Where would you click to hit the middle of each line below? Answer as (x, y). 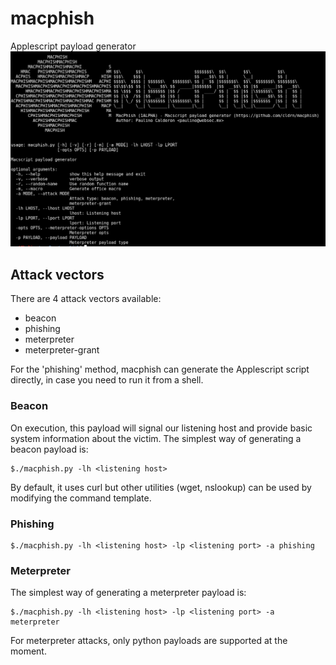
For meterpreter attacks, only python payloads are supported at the (149, 641)
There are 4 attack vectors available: (86, 299)
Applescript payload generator (73, 46)
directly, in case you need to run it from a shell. (107, 380)
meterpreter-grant (62, 350)
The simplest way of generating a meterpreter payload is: (128, 593)
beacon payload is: (49, 449)
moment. (28, 651)
